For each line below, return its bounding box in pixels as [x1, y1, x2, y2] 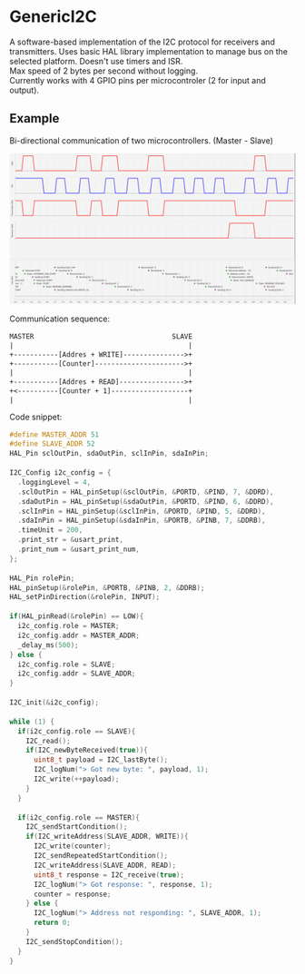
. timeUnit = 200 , [17, 526, 84, 535]
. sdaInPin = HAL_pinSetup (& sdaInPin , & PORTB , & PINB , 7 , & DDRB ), [17, 516, 266, 526]
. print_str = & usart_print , [17, 536, 124, 545]
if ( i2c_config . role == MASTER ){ [17, 812, 141, 822]
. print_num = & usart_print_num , [17, 545, 141, 555]
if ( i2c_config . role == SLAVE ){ [17, 726, 136, 736]
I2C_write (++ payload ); [33, 774, 120, 784]
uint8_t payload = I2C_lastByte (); [33, 755, 169, 764]
